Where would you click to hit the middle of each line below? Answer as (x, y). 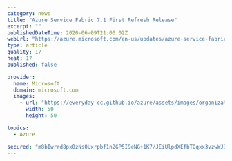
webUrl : (18, 39)
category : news (29, 13)
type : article (28, 45)
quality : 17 (24, 52)
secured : (20, 147)
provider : (21, 77)
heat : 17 (20, 58)
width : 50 (39, 109)
